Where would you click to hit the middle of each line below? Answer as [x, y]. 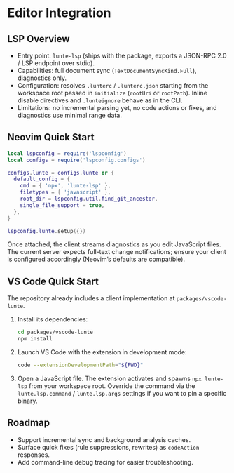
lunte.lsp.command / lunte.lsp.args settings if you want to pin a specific [122, 393]
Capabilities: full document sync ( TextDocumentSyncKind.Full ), [107, 71]
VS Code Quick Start [53, 281]
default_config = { [42, 179]
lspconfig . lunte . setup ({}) [47, 231]
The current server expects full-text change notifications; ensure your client [117, 252]
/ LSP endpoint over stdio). [56, 63]
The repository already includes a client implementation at [91, 298]
